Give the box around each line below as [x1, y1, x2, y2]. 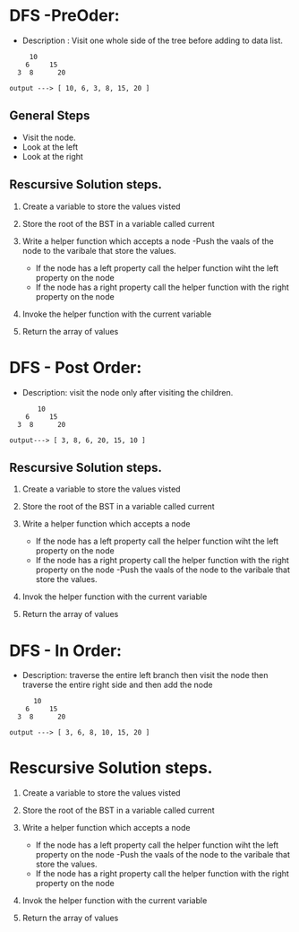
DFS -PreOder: [9, 5, 120, 26]
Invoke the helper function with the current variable [21, 309, 212, 319]
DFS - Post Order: [9, 357, 142, 378]
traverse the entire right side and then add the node [21, 679, 213, 691]
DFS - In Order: [9, 640, 123, 660]
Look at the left [21, 141, 79, 152]
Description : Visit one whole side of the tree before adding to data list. [21, 35, 284, 46]
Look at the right [21, 151, 83, 161]
